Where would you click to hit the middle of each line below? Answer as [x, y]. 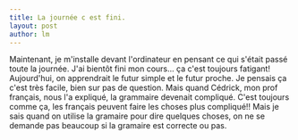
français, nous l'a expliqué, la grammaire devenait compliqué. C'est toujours [149, 97]
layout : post [34, 26]
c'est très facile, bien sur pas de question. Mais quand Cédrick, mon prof [144, 88]
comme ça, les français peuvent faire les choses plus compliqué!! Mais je [144, 107]
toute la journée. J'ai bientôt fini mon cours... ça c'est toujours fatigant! [140, 69]
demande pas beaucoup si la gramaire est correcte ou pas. [118, 126]
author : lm [30, 34]
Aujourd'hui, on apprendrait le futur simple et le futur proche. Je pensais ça [148, 78]
